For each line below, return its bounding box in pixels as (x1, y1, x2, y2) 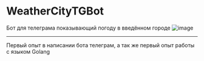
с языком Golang (6, 48, 50, 55)
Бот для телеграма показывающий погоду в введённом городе (6, 24, 171, 31)
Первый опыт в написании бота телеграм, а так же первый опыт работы (6, 41, 195, 49)
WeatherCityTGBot (6, 4, 104, 18)
